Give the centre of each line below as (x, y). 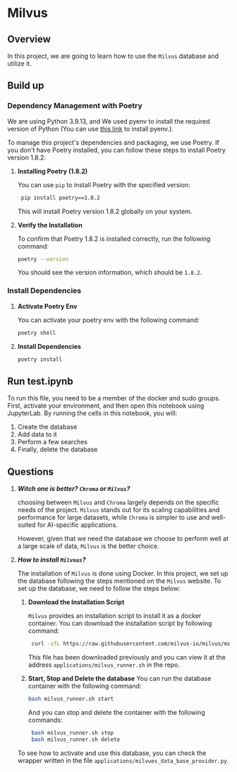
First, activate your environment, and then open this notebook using (106, 406)
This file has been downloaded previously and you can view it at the (127, 657)
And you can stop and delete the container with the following (117, 712)
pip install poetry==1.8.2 (60, 198)
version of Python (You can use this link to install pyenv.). (91, 129)
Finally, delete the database (57, 449)
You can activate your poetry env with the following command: (108, 320)
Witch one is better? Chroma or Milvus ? (74, 489)
